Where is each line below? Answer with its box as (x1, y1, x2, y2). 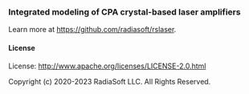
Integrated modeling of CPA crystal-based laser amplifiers (8, 6, 241, 18)
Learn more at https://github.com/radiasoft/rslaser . (8, 25, 177, 35)
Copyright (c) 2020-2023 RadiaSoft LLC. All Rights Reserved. (8, 76, 211, 86)
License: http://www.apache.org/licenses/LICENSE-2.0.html (8, 61, 206, 71)
